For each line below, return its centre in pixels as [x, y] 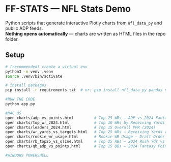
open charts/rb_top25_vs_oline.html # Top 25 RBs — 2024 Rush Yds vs [85, 142]
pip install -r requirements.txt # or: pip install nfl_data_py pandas [84, 90]
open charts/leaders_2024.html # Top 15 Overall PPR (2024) [81, 127]
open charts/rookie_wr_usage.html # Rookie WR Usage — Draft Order [85, 137]
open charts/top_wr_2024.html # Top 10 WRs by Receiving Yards [85, 122]
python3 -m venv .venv [29, 72]
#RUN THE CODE [20, 100]
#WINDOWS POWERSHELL [27, 155]
